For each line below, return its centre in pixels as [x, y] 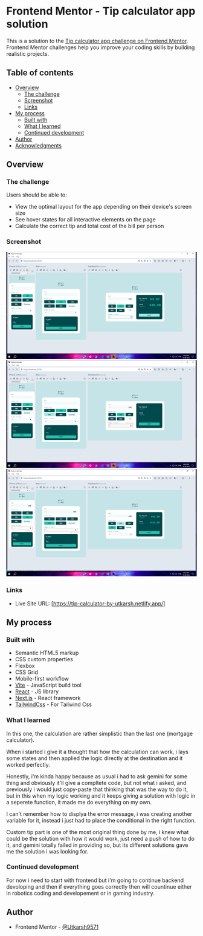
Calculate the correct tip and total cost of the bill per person [89, 226]
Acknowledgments [38, 145]
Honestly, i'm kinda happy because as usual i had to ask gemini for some [97, 776]
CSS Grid [26, 672]
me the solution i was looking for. [47, 851]
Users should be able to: [37, 195]
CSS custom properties [44, 659]
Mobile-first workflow [42, 679]
